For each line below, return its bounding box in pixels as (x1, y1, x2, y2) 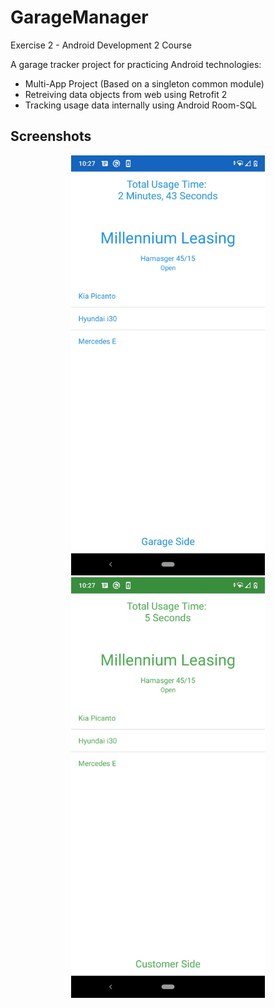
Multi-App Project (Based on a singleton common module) (24, 77, 265, 90)
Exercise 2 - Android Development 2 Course (10, 39, 193, 51)
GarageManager (10, 6, 149, 29)
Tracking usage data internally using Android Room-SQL (24, 99, 258, 111)
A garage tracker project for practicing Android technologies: (10, 58, 262, 70)
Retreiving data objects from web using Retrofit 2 (24, 88, 228, 100)
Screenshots (10, 128, 92, 145)
